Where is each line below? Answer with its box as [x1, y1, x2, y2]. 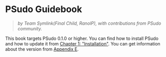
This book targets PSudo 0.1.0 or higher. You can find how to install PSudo [5, 35, 158, 41]
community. [17, 25, 42, 31]
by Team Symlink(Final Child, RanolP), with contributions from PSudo [17, 20, 161, 26]
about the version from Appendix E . [5, 46, 79, 52]
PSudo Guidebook [5, 4, 82, 15]
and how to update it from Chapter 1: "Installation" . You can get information [5, 40, 160, 46]
